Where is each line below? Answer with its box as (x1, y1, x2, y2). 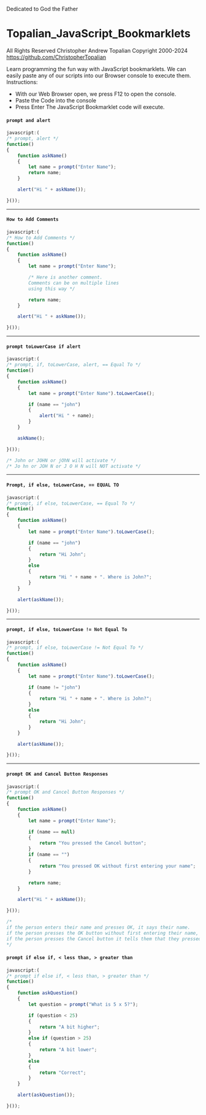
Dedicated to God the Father (6, 6, 78, 12)
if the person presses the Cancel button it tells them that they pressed (6, 935, 202, 942)
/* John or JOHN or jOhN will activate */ (6, 457, 116, 464)
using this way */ (28, 285, 75, 292)
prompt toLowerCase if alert (6, 343, 81, 350)
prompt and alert (6, 117, 51, 123)
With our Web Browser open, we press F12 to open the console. (15, 90, 177, 98)
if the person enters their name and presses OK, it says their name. (6, 924, 191, 931)
